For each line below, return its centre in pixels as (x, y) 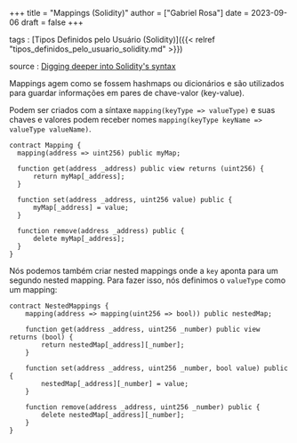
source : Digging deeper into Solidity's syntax (92, 66)
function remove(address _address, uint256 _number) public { (143, 407)
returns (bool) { (41, 337)
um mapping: (33, 290)
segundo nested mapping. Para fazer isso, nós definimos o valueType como (148, 280)
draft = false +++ (52, 22)
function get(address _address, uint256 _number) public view (143, 329)
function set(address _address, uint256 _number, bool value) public (157, 368)
